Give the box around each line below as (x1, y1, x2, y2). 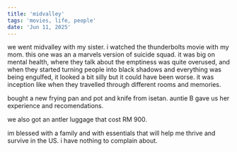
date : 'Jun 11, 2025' (7, 23, 71, 30)
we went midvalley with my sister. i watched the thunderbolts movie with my (7, 43, 229, 52)
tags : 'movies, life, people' (7, 17, 97, 24)
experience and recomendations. (7, 102, 104, 110)
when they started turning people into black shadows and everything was (7, 65, 221, 74)
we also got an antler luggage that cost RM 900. (7, 115, 147, 124)
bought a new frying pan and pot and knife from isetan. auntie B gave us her (7, 94, 230, 103)
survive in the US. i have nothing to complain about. (7, 136, 158, 145)
